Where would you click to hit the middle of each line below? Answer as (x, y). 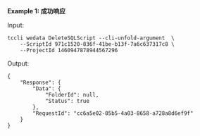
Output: (18, 63)
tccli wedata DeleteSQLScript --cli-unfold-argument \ (91, 38)
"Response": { (40, 82)
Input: (16, 25)
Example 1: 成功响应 (36, 11)
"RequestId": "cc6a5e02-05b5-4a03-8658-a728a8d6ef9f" (113, 113)
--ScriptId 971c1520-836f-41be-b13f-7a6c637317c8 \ (97, 44)
